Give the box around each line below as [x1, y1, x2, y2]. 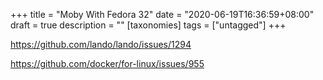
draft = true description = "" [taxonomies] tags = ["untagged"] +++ [10, 19, 287, 31]
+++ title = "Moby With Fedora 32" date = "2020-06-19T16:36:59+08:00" [10, 9, 315, 20]
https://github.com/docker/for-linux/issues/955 [10, 58, 205, 69]
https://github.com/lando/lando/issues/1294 [10, 39, 192, 50]
